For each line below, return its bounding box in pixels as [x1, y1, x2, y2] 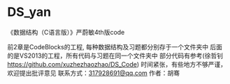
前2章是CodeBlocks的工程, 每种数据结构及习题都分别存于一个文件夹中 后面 [7, 42, 222, 51]
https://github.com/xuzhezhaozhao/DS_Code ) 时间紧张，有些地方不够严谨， [7, 60, 227, 68]
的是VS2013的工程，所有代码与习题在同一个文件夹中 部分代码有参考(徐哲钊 [7, 51, 224, 60]
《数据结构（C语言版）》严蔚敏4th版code [7, 28, 125, 36]
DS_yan [7, 4, 51, 20]
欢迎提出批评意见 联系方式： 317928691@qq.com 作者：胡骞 [7, 69, 180, 77]
